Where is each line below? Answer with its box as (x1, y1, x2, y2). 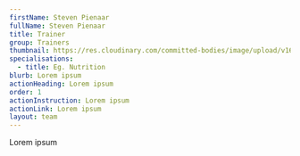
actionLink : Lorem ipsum (9, 104, 102, 113)
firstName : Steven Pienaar (9, 12, 110, 22)
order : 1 (9, 87, 42, 96)
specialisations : (9, 54, 74, 63)
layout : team (9, 112, 58, 121)
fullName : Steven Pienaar (9, 21, 105, 30)
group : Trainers (9, 37, 70, 47)
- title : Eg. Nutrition (17, 63, 105, 72)
